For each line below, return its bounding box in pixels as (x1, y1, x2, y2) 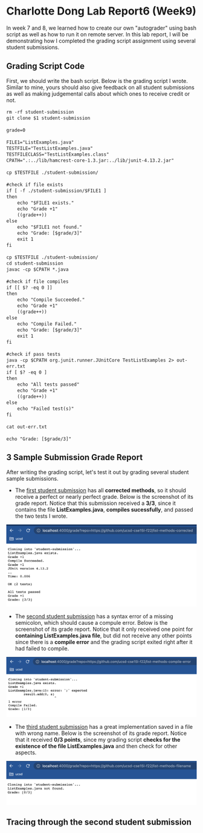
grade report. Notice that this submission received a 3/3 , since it (14, 499, 176, 507)
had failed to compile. (14, 645, 69, 652)
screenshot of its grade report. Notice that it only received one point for (14, 625, 193, 633)
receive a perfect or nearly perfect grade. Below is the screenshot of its (14, 493, 193, 500)
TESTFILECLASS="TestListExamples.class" (6, 151, 110, 157)
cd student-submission (6, 260, 63, 266)
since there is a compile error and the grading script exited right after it (14, 638, 193, 645)
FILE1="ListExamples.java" (6, 139, 74, 145)
